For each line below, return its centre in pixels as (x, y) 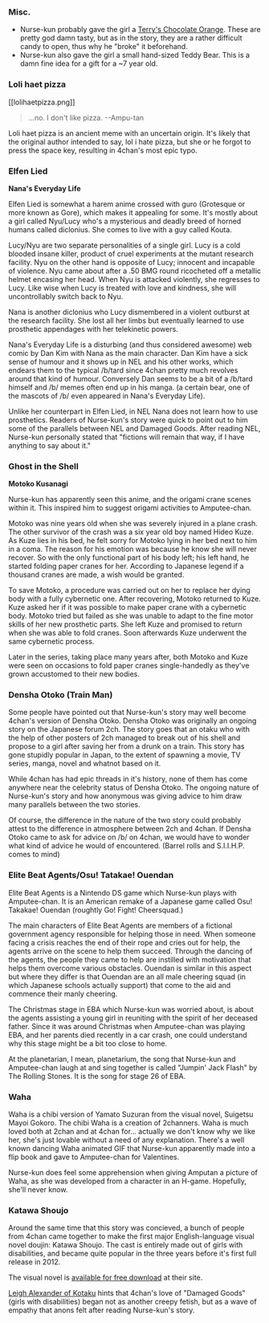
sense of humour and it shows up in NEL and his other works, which (121, 361)
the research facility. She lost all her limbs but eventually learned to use (126, 321)
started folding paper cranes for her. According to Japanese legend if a (126, 566)
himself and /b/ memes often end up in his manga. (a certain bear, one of (129, 387)
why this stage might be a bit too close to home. (88, 1043)
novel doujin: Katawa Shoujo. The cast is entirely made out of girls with (126, 1245)
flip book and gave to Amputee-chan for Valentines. (94, 1157)
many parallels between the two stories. (74, 805)
